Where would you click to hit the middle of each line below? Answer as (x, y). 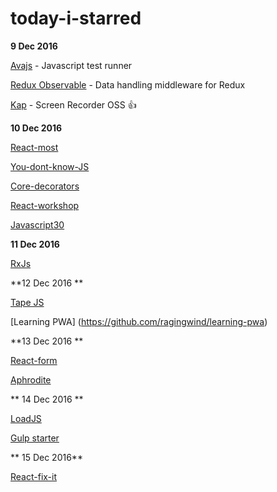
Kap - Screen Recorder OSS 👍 (73, 104)
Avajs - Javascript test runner (71, 65)
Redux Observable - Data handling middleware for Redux (128, 84)
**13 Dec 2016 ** (47, 341)
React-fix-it (34, 476)
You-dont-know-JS (50, 166)
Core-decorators (45, 186)
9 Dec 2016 (34, 46)
